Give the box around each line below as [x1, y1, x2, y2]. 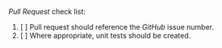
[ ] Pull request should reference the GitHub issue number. [19, 22, 215, 31]
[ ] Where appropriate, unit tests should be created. [19, 31, 191, 40]
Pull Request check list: [8, 7, 86, 16]
